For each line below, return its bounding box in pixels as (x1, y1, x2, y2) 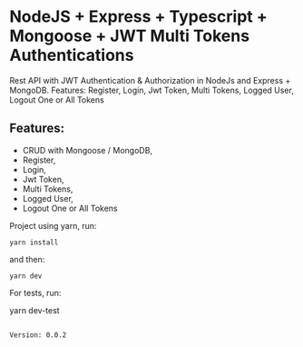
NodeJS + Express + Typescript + (9, 6, 268, 27)
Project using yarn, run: (9, 220, 97, 231)
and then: (9, 253, 45, 264)
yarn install (9, 238, 59, 247)
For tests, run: (9, 287, 62, 298)
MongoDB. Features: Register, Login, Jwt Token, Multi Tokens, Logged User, (9, 84, 295, 95)
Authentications (9, 45, 134, 65)
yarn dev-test (9, 304, 61, 315)
